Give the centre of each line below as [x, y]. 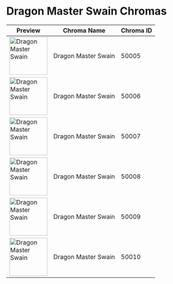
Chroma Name [84, 30]
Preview [28, 30]
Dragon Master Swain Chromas [86, 11]
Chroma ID [137, 30]
